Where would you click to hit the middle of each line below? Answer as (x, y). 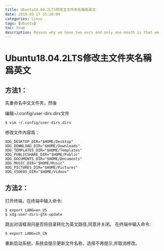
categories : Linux (24, 19)
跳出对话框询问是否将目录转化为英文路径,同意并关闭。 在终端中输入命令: (78, 224)
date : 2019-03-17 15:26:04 (33, 14)
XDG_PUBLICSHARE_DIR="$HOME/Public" (42, 155)
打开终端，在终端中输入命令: (34, 201)
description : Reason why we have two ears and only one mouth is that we (82, 32)
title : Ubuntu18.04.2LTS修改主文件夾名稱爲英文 (51, 10)
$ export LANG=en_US (26, 210)
